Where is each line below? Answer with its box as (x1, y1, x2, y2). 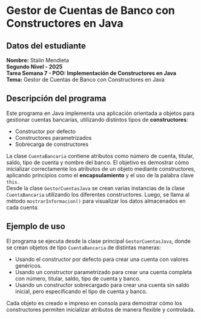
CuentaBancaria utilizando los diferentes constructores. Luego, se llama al (6, 191, 189, 198)
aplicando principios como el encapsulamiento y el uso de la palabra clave (6, 171, 194, 179)
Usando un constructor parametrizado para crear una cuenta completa (15, 268, 193, 275)
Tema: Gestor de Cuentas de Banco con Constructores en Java (6, 76, 165, 83)
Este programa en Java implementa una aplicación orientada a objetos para (6, 110, 195, 117)
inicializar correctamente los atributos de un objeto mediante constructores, (6, 165, 196, 173)
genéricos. (15, 261, 42, 269)
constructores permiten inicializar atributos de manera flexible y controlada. (6, 306, 196, 313)
